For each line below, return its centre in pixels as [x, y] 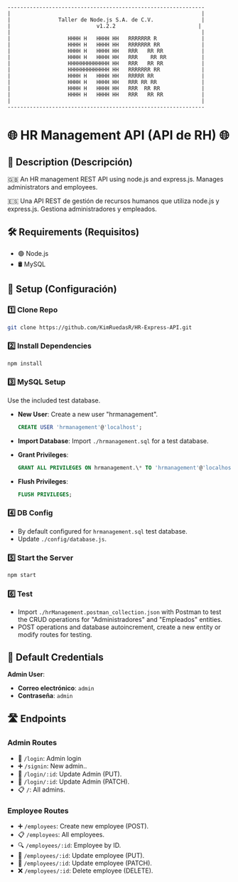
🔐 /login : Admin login [49, 758]
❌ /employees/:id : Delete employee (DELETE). [85, 871]
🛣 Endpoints [37, 719]
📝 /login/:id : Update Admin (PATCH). [74, 782]
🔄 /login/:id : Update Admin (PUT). [70, 774]
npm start [22, 575]
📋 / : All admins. [41, 789]
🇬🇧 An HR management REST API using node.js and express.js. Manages [115, 179]
